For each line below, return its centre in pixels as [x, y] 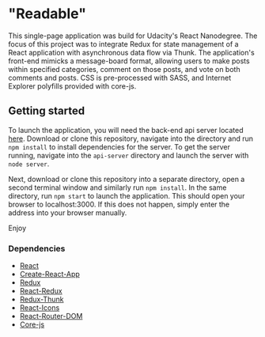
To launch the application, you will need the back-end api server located [126, 130]
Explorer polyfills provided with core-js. [72, 86]
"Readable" [47, 14]
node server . [29, 164]
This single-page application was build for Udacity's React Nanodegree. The [133, 36]
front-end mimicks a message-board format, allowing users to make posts [129, 61]
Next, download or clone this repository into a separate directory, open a [127, 179]
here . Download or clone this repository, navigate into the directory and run [131, 138]
